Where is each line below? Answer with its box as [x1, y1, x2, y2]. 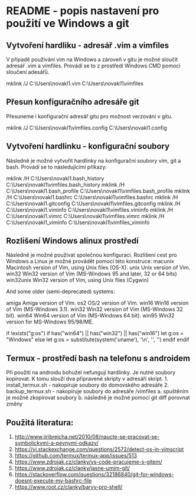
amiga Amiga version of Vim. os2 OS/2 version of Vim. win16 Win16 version [6, 300, 189, 307]
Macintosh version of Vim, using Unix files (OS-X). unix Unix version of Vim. [6, 264, 191, 271]
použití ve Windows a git [6, 17, 129, 30]
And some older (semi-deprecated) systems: [6, 288, 115, 295]
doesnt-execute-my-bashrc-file [14, 477, 92, 484]
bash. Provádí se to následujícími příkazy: [6, 163, 107, 170]
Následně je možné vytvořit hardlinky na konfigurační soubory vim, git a [6, 157, 181, 164]
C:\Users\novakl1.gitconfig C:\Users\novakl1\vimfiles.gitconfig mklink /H [6, 200, 181, 207]
